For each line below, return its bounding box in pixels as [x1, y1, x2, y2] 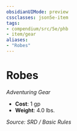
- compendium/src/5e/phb [6, 25, 69, 32]
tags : [6, 20, 20, 26]
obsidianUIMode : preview [6, 8, 69, 15]
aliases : [6, 37, 28, 43]
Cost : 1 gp [14, 100, 41, 107]
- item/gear [6, 31, 36, 37]
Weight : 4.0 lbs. [14, 106, 55, 113]
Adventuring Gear [6, 88, 51, 95]
